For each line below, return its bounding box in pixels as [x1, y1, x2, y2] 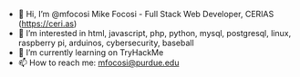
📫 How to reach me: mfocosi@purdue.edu [17, 57, 180, 68]
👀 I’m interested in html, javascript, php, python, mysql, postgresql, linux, [17, 28, 292, 38]
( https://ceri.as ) [17, 18, 78, 29]
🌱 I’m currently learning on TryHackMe [17, 47, 164, 58]
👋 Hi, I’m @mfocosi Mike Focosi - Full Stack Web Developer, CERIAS [17, 9, 274, 19]
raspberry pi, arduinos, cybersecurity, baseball [17, 37, 194, 48]
